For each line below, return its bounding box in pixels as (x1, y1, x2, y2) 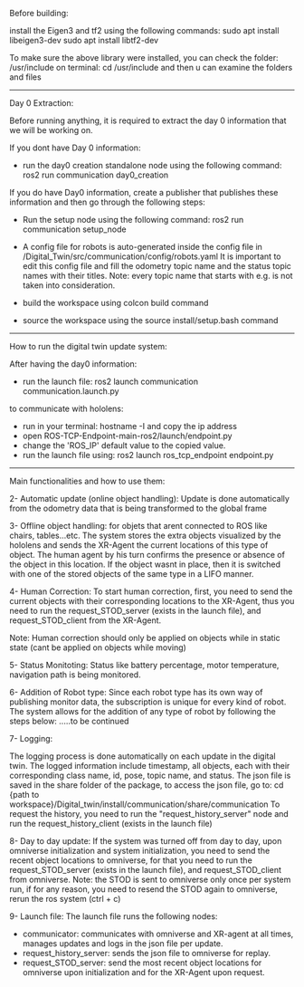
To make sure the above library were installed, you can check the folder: (9, 53, 279, 62)
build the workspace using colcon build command (22, 298, 209, 308)
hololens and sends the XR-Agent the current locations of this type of (9, 540, 269, 551)
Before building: (9, 8, 70, 18)
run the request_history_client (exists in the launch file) (9, 819, 213, 829)
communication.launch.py (22, 386, 119, 397)
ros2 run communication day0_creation (22, 169, 169, 180)
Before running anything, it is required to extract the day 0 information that (9, 115, 287, 126)
